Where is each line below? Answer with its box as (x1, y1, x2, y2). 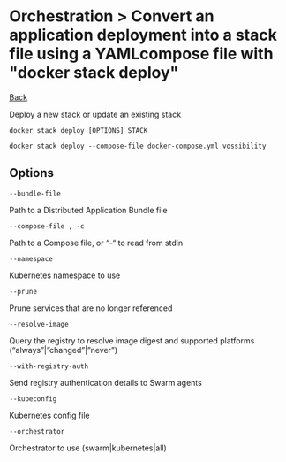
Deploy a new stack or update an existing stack (9, 109, 182, 119)
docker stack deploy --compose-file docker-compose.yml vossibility (9, 142, 267, 150)
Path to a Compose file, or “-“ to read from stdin (9, 237, 184, 248)
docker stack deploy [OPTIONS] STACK (9, 126, 148, 135)
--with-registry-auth (9, 361, 89, 371)
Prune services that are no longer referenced (9, 303, 173, 313)
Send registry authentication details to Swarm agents (9, 377, 203, 388)
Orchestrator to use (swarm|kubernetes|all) (9, 443, 168, 453)
